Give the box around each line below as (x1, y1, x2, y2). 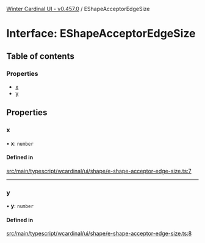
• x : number (6, 140, 34, 147)
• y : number (6, 202, 34, 210)
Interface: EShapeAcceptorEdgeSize (6, 27, 196, 40)
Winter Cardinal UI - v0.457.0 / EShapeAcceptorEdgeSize (6, 6, 150, 12)
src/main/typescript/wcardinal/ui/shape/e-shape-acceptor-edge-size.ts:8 (6, 230, 192, 237)
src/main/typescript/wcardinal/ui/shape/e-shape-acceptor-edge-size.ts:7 (6, 167, 192, 174)
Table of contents (6, 51, 74, 61)
